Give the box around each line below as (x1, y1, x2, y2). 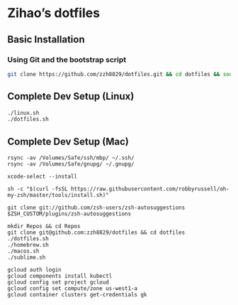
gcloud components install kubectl (7, 272, 113, 280)
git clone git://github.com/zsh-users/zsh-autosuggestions (7, 204, 186, 211)
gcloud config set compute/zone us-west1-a (7, 285, 138, 292)
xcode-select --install (7, 173, 78, 181)
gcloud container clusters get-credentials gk (7, 291, 147, 299)
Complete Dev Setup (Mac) (7, 135, 130, 147)
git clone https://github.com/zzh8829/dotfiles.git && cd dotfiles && (7, 70, 220, 77)
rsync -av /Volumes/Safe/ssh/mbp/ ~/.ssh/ (7, 154, 135, 161)
